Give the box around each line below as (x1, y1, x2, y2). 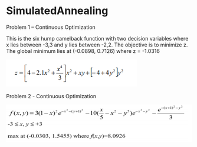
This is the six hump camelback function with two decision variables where (6, 35, 189, 42)
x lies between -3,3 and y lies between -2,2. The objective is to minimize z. (6, 41, 188, 48)
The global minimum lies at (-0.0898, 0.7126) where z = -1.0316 (6, 47, 160, 54)
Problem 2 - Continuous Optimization (6, 92, 97, 99)
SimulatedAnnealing (6, 4, 109, 18)
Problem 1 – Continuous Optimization (6, 24, 96, 31)
